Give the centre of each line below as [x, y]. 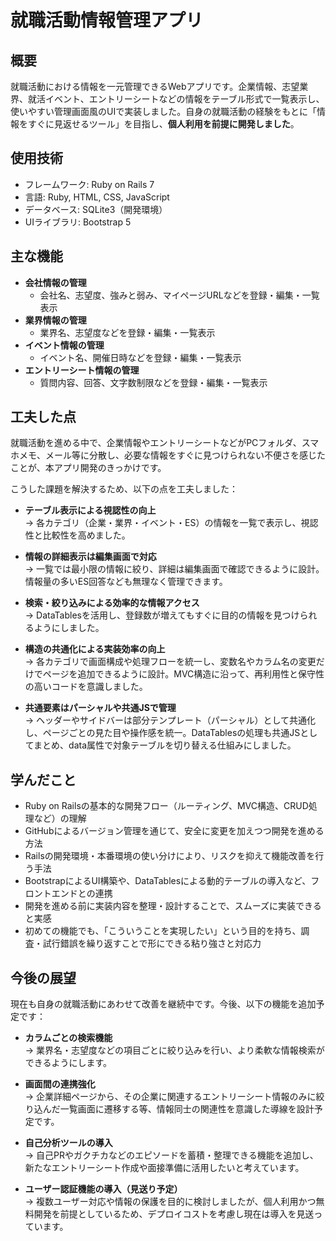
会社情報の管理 [55, 282]
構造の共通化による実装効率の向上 [95, 649]
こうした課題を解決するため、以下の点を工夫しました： [124, 489]
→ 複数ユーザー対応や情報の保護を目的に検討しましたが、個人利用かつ [170, 1202]
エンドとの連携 [82, 893]
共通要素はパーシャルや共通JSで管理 [100, 708]
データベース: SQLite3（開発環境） [96, 209]
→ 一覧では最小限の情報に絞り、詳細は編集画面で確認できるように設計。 [174, 569]
